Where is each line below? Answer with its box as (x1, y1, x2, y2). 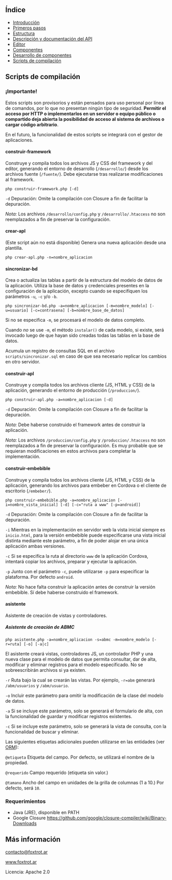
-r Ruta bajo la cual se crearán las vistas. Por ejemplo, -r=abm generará (5, 677, 155, 683)
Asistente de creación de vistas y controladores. (5, 612, 107, 618)
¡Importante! (5, 88, 37, 95)
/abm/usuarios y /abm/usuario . (5, 682, 69, 688)
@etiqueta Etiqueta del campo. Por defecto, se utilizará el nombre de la (5, 754, 155, 760)
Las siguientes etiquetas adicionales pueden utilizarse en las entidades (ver (5, 739, 165, 745)
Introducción (12, 19, 40, 25)
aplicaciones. (5, 137, 33, 143)
